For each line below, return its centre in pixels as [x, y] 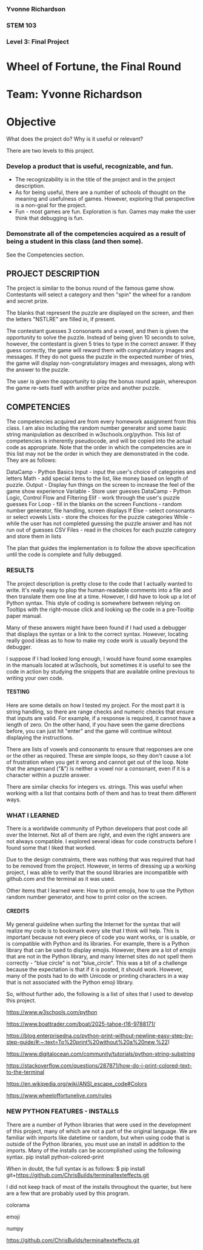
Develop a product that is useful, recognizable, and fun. [90, 166]
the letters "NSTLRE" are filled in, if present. [61, 319]
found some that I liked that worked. [51, 848]
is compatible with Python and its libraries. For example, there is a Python [98, 944]
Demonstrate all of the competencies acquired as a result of [96, 234]
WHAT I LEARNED [33, 815]
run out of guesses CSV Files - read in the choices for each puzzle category [101, 530]
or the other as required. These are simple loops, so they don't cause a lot [98, 755]
